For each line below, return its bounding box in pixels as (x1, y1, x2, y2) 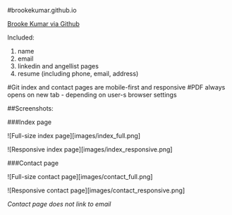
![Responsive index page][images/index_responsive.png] (7, 145, 173, 154)
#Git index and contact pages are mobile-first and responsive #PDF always (7, 83, 226, 91)
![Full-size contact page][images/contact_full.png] (7, 173, 153, 180)
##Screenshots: (7, 104, 54, 112)
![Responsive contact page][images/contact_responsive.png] (7, 186, 185, 195)
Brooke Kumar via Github (7, 20, 80, 27)
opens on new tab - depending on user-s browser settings (7, 91, 178, 99)
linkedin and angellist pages (17, 62, 99, 70)
